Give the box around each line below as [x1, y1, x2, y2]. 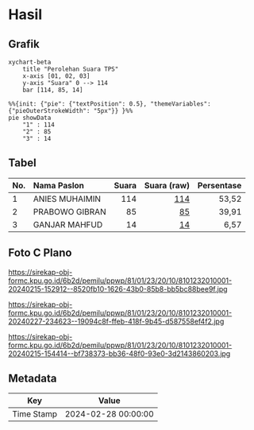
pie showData [8, 114, 52, 122]
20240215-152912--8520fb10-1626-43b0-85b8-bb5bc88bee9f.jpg [8, 284, 228, 293]
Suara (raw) [144, 180, 190, 191]
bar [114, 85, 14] [22, 86, 83, 94]
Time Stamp [12, 409, 58, 420]
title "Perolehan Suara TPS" [22, 65, 119, 73]
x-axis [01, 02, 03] [22, 72, 90, 80]
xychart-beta [8, 58, 52, 66]
